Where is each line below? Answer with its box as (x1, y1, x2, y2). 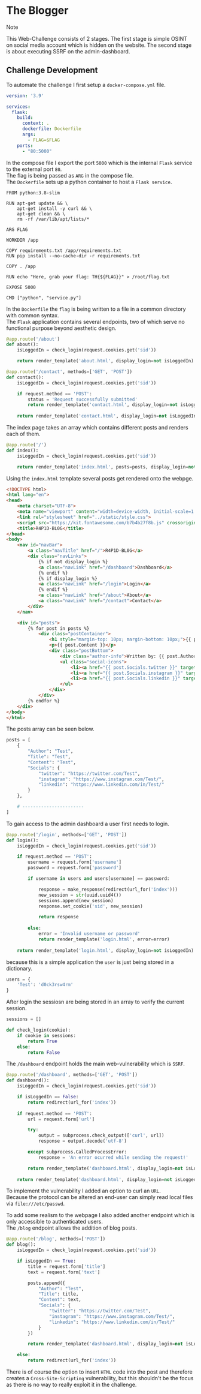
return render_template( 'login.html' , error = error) (38, 936, 170, 942)
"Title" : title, (38, 1291, 79, 1297)
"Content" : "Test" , (28, 759, 77, 765)
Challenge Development (6, 65, 98, 76)
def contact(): (6, 374, 44, 380)
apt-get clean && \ (17, 211, 66, 217)
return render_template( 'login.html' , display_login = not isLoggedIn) (17, 947, 194, 954)
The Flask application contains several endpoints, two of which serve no (6, 318, 185, 325)
